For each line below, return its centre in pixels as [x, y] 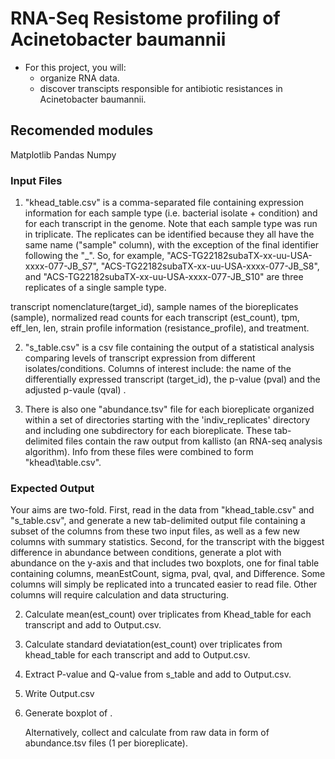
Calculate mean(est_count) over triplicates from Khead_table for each [168, 614]
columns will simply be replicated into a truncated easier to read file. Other [164, 584]
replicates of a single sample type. [95, 288]
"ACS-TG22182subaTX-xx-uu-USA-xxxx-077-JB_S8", [210, 266]
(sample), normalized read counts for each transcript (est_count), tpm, [155, 318]
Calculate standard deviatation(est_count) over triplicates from [153, 644]
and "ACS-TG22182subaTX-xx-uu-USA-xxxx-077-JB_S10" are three [164, 277]
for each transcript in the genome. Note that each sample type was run [171, 224]
